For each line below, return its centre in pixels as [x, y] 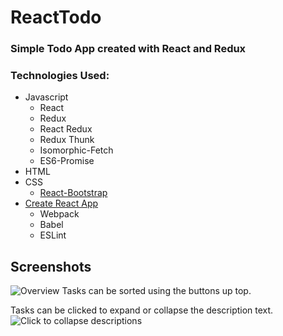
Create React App [61, 203]
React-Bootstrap [73, 193]
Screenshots [51, 266]
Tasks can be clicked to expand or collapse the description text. [142, 310]
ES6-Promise [67, 161]
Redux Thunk [67, 140]
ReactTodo [56, 17]
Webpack [59, 214]
